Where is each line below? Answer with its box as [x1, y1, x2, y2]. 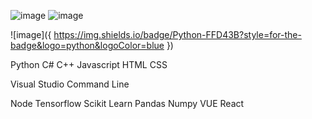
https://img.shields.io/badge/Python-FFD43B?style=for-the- [53, 29, 302, 40]
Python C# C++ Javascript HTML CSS [10, 59, 168, 70]
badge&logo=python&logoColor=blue [10, 40, 165, 51]
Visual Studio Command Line [10, 78, 130, 90]
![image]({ [10, 29, 52, 40]
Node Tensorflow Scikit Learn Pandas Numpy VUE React [10, 98, 245, 109]
